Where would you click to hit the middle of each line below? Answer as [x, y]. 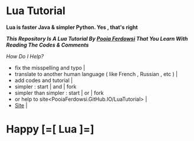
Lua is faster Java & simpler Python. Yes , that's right [72, 27]
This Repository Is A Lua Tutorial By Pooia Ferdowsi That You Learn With [97, 38]
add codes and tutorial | [44, 80]
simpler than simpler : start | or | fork [59, 93]
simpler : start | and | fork [45, 86]
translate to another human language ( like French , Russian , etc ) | [96, 74]
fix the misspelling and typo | [50, 68]
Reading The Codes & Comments [47, 45]
